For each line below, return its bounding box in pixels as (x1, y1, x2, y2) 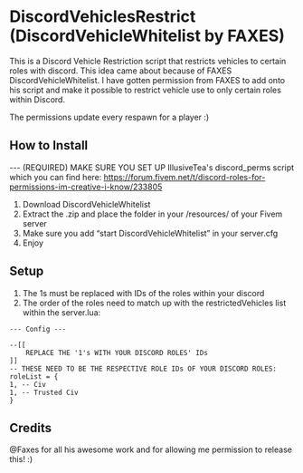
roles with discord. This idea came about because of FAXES (9, 65, 232, 76)
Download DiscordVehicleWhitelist (22, 198, 151, 209)
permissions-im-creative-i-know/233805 (9, 181, 163, 192)
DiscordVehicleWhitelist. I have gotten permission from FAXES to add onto (9, 74, 286, 85)
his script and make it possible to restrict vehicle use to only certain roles (9, 84, 282, 95)
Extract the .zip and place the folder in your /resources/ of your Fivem (22, 208, 283, 219)
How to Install (9, 138, 89, 153)
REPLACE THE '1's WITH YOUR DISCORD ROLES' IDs (25, 348, 208, 357)
